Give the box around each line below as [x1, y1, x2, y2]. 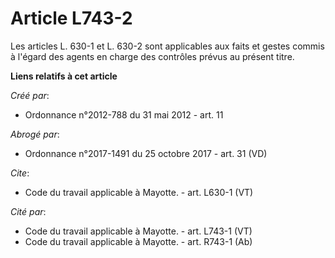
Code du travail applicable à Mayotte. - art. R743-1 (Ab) [24, 235, 253, 247]
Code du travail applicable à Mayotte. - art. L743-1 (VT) [24, 225, 253, 237]
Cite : [10, 167, 30, 179]
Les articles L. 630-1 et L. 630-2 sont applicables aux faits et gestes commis [10, 40, 325, 52]
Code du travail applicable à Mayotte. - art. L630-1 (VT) [24, 186, 254, 198]
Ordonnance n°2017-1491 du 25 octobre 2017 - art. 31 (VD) [24, 147, 268, 159]
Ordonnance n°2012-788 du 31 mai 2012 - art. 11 [24, 108, 224, 121]
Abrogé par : [10, 128, 60, 140]
